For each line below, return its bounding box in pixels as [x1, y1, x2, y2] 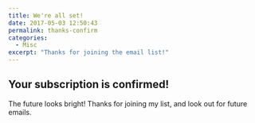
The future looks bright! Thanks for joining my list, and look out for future [8, 98, 248, 108]
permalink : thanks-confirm [8, 26, 98, 34]
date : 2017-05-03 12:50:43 [8, 19, 98, 27]
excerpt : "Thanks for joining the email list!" [8, 48, 170, 56]
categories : [8, 33, 48, 42]
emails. [8, 107, 32, 117]
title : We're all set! [8, 11, 84, 20]
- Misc [15, 41, 37, 49]
